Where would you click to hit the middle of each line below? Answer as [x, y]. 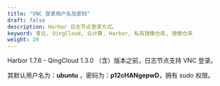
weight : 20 [23, 40]
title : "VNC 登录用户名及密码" [49, 14]
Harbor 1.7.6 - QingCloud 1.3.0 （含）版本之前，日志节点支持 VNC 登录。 [112, 61]
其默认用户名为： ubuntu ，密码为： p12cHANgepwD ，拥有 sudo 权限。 [111, 76]
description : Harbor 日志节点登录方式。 [63, 27]
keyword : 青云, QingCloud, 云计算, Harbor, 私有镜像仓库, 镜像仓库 [100, 33]
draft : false [26, 20]
